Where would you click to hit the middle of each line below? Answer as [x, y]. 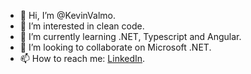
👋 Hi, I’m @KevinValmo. [67, 15]
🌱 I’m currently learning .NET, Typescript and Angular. [130, 36]
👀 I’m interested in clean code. [82, 26]
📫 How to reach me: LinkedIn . [82, 58]
